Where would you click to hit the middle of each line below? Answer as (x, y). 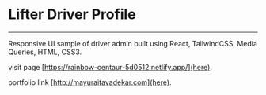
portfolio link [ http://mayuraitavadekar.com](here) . (90, 82)
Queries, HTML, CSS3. (45, 52)
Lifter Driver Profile (72, 15)
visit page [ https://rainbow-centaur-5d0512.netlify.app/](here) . (110, 67)
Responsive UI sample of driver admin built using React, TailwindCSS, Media (133, 43)
